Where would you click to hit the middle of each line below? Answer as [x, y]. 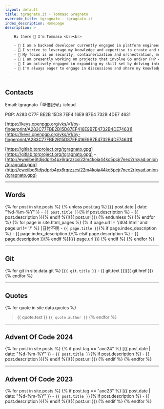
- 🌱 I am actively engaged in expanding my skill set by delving [82, 64]
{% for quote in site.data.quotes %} [41, 307]
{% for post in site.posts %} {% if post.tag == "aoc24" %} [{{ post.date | [78, 349]
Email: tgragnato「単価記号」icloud [41, 105]
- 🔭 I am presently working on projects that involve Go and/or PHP [85, 59]
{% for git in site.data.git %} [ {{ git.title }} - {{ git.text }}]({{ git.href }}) [79, 271]
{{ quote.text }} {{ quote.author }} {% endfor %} [67, 317]
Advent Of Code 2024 [39, 337]
